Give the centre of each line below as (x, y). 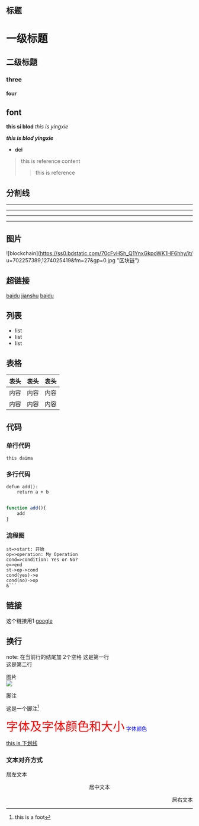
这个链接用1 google (30, 621)
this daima (20, 458)
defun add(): (22, 487)
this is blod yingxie (30, 138)
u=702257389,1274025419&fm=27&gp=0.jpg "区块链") (73, 260)
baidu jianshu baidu (30, 296)
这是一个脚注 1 (23, 708)
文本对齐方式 (25, 760)
